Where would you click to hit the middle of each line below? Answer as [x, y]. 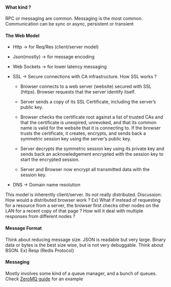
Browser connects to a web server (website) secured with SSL [86, 86]
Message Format [23, 228]
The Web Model [22, 35]
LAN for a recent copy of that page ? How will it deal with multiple [74, 211]
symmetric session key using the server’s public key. [76, 139]
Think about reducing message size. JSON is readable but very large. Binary [86, 240]
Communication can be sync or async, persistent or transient [69, 24]
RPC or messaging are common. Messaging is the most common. [74, 18]
